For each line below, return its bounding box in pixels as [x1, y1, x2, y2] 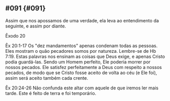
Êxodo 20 [5, 32, 26, 39]
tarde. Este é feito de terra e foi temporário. [5, 90, 96, 96]
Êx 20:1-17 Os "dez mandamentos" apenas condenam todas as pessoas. [5, 43, 158, 49]
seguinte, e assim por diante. [5, 23, 66, 29]
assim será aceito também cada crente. [5, 75, 88, 81]
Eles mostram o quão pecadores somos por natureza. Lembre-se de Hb [5, 48, 157, 54]
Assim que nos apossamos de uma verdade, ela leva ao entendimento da [5, 17, 159, 23]
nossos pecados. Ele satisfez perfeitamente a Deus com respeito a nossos [5, 64, 162, 70]
